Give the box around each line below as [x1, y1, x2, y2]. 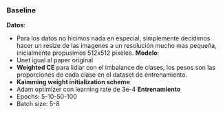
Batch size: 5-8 [16, 100, 60, 108]
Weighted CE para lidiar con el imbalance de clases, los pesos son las [16, 64, 216, 72]
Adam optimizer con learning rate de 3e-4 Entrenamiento [16, 85, 181, 94]
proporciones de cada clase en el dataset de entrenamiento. [16, 71, 187, 79]
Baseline [6, 5, 36, 15]
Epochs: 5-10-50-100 [16, 92, 77, 101]
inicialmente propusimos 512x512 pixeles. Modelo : [16, 49, 160, 57]
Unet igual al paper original [16, 56, 94, 64]
